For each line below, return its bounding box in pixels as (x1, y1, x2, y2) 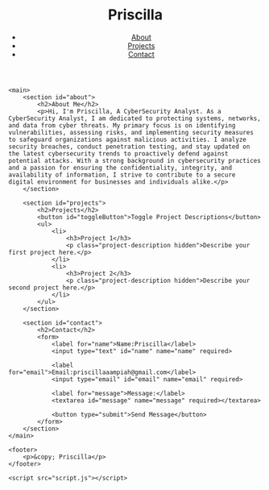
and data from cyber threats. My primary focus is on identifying (8, 121, 236, 130)
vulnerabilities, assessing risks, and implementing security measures (8, 128, 254, 136)
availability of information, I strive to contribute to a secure (8, 171, 236, 179)
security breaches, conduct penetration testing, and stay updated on (8, 143, 250, 151)
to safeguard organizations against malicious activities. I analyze (8, 135, 247, 143)
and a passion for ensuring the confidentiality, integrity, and (8, 164, 232, 172)
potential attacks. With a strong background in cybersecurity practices (8, 156, 262, 164)
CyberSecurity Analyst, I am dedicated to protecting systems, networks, (8, 114, 262, 122)
